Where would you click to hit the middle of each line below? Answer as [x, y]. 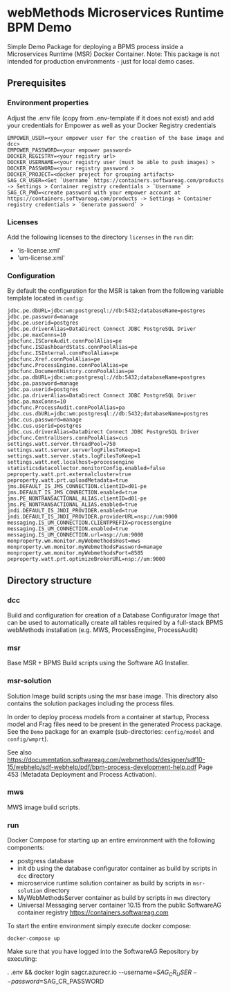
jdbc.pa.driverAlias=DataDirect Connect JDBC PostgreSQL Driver [102, 396]
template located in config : [46, 298]
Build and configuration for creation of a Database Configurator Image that [113, 615]
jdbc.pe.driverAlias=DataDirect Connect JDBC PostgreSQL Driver [102, 329]
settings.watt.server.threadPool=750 [62, 444]
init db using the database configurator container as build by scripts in [117, 868]
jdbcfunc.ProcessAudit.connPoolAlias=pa [66, 408]
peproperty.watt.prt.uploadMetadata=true [68, 480]
